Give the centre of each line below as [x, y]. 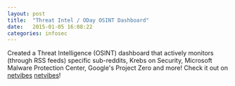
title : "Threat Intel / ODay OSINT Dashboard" [78, 20]
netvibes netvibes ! [34, 76]
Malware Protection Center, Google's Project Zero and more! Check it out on [118, 68]
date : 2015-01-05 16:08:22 [50, 27]
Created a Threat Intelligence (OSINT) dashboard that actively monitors [110, 53]
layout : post [26, 14]
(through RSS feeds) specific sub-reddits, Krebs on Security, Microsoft [110, 61]
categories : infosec [38, 33]
